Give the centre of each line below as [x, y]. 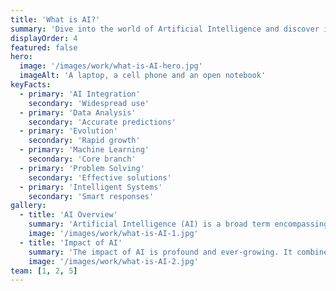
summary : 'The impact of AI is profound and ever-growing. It [160, 252]
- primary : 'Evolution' [68, 131]
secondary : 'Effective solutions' [100, 177]
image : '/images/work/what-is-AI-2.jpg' [113, 261]
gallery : [28, 206]
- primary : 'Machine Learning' [84, 150]
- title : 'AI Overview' [68, 215]
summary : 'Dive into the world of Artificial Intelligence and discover [165, 29]
